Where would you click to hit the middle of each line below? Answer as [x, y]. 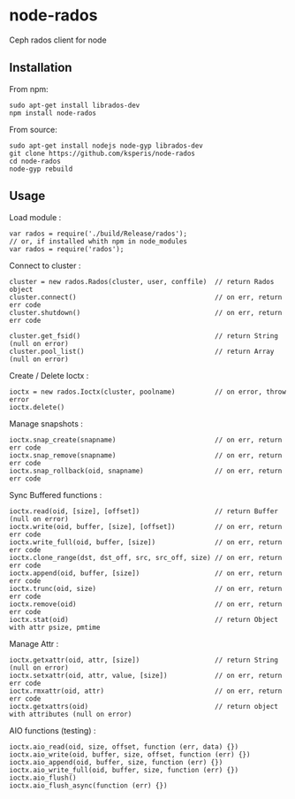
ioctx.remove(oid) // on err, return [146, 604]
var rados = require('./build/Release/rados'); [98, 234]
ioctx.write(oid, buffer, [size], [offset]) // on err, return [146, 526]
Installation [41, 68]
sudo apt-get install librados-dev [75, 105]
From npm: [29, 88]
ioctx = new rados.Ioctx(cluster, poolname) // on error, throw [148, 392]
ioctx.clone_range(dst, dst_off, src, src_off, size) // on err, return [146, 557]
